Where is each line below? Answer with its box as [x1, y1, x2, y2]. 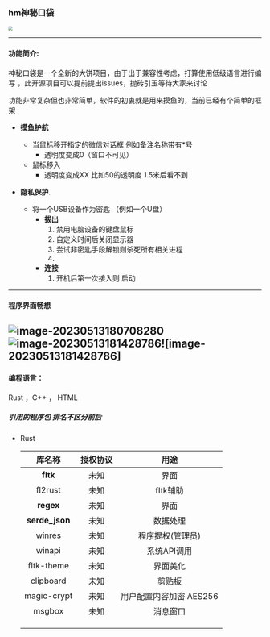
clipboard [31, 575, 67, 586]
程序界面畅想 [8, 301, 51, 310]
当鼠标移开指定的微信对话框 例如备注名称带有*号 [31, 139, 193, 149]
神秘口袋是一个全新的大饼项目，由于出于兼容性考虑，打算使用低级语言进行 [8, 68, 255, 77]
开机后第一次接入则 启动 [55, 273, 137, 283]
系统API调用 [146, 545, 193, 556]
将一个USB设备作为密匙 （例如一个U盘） [31, 204, 167, 214]
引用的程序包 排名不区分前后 [8, 413, 102, 423]
